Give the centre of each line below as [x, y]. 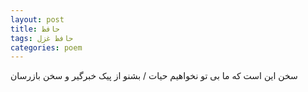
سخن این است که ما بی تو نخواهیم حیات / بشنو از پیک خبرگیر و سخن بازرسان [154, 76]
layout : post [37, 19]
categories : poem [46, 47]
